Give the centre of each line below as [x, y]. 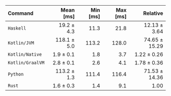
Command [21, 13]
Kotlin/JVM [21, 43]
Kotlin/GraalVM [26, 63]
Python [16, 74]
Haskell [17, 28]
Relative [153, 13]
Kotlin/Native [25, 54]
